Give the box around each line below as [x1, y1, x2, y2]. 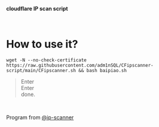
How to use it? [6, 38, 78, 51]
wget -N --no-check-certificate [6, 57, 87, 63]
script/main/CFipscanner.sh [6, 67, 77, 73]
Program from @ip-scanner [6, 113, 74, 121]
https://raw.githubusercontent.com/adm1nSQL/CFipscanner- [6, 62, 154, 68]
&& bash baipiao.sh [78, 67, 127, 73]
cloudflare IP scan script [6, 5, 68, 12]
